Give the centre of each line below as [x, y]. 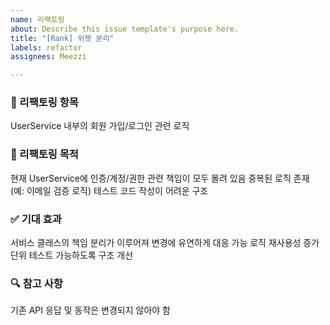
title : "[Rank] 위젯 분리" [62, 38]
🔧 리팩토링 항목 [44, 103]
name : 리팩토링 [37, 19]
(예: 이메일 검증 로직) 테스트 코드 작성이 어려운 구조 [109, 190]
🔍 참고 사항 [36, 283]
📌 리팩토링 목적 [44, 154]
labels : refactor [46, 47]
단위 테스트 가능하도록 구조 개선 [72, 255]
